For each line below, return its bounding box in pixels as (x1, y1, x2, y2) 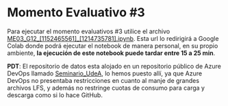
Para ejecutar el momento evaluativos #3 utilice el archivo (7, 27, 170, 35)
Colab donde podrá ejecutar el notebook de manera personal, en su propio (7, 41, 218, 50)
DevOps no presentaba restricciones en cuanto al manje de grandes (7, 76, 200, 84)
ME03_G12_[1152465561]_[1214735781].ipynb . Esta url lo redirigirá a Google (7, 34, 219, 42)
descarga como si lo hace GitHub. (7, 90, 103, 99)
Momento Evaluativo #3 (7, 5, 145, 20)
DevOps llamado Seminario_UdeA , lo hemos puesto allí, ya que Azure (7, 69, 203, 77)
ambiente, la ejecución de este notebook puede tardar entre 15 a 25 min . (7, 49, 216, 57)
